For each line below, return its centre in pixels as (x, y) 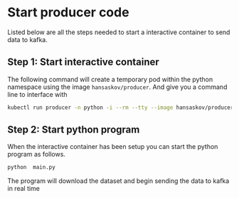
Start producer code (68, 12)
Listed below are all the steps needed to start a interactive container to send (119, 32)
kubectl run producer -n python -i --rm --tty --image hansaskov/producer (121, 108)
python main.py (31, 167)
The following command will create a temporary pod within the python (110, 79)
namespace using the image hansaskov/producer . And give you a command (117, 87)
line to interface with (37, 94)
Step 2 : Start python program (74, 130)
